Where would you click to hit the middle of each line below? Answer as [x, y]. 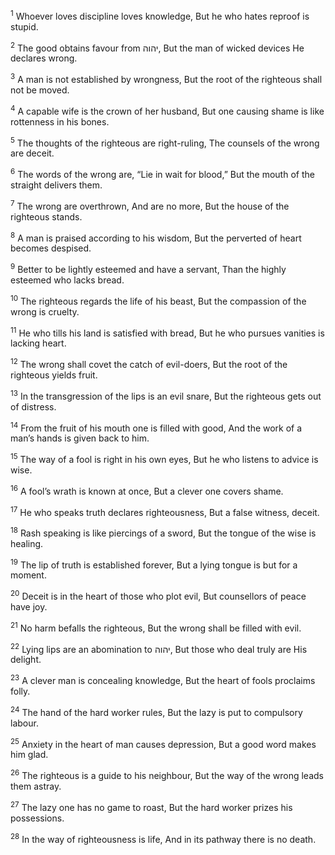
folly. [20, 691]
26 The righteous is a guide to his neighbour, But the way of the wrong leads [167, 775]
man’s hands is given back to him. [80, 438]
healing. [27, 543]
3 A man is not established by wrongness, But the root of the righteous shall [166, 78]
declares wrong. [44, 58]
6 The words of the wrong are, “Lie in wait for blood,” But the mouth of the [162, 173]
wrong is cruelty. [45, 311]
